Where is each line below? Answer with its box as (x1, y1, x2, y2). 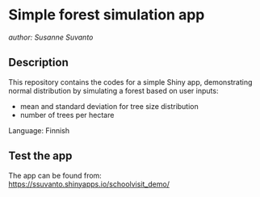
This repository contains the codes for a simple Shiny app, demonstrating (8, 77, 253, 86)
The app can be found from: (8, 170, 103, 180)
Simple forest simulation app (8, 6, 205, 24)
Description (8, 56, 69, 69)
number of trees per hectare (19, 110, 115, 119)
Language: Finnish (8, 125, 70, 135)
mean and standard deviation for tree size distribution (19, 101, 199, 111)
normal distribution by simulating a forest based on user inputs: (8, 86, 219, 95)
